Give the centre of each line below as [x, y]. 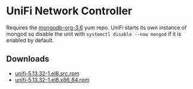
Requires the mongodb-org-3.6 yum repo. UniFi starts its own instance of [96, 27]
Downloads [28, 59]
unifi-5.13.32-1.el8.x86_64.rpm [52, 79]
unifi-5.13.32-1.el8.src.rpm [47, 73]
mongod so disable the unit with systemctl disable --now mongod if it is [94, 33]
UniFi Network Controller [69, 11]
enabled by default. [30, 40]
